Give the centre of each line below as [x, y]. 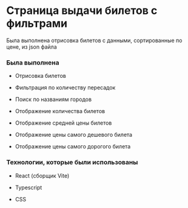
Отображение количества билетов [60, 111]
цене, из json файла [32, 47]
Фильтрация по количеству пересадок [65, 88]
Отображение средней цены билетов [63, 123]
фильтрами [37, 23]
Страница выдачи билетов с [82, 11]
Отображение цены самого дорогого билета [73, 147]
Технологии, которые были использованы [72, 162]
